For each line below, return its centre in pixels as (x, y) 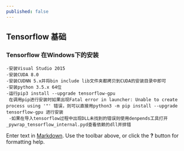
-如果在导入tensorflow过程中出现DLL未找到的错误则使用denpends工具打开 (88, 119)
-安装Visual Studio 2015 (36, 69)
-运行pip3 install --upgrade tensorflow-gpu (61, 94)
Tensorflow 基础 (36, 37)
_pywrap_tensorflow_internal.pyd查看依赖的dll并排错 (69, 125)
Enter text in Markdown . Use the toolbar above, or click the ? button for (92, 136)
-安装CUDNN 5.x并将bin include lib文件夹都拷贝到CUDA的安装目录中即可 (86, 81)
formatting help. (26, 142)
